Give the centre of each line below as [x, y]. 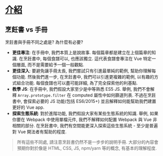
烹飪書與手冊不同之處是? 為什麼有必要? [44, 42]
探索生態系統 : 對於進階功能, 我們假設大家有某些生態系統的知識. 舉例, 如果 [85, 113]
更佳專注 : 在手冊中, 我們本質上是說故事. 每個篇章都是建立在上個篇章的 [82, 52]
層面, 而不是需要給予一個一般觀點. [50, 65]
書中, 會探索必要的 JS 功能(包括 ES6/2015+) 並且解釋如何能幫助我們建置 [84, 101]
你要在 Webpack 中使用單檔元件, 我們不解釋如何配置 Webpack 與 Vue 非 [84, 119]
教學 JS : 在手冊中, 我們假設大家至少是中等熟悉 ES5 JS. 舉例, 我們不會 [81, 89]
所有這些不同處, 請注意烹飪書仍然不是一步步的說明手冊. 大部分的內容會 [88, 142]
